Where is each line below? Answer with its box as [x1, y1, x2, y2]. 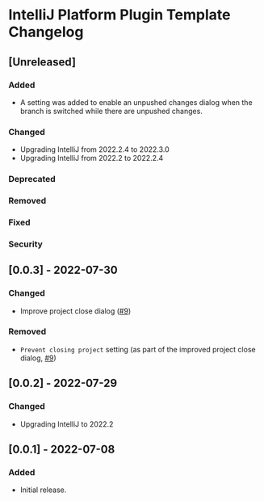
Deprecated [8, 174, 57, 185]
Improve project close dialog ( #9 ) [19, 305, 132, 316]
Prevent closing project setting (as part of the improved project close [19, 344, 256, 354]
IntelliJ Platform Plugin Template [8, 6, 231, 24]
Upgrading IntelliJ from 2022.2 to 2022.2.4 [19, 154, 164, 163]
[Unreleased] [8, 55, 77, 69]
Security [8, 238, 43, 250]
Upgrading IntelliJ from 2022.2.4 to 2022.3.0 [19, 145, 170, 154]
